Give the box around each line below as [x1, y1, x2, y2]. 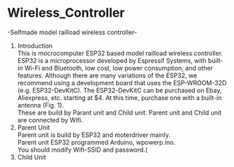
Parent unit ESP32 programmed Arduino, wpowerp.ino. [17, 138, 176, 146]
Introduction [17, 41, 53, 50]
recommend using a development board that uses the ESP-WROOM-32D [17, 78, 227, 87]
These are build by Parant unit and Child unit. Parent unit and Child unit [17, 108, 222, 117]
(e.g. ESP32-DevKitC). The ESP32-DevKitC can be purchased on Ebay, [17, 86, 222, 94]
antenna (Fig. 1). [17, 101, 64, 109]
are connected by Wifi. [17, 115, 83, 124]
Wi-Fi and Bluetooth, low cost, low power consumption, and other [24, 64, 213, 72]
